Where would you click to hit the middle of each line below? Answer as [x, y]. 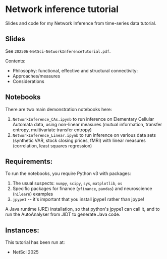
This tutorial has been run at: [35, 242]
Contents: [15, 61]
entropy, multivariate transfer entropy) [52, 130]
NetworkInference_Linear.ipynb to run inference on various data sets [84, 135]
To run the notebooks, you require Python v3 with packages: [68, 174]
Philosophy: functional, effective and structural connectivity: [75, 70]
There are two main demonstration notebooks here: [59, 109]
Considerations [28, 81]
